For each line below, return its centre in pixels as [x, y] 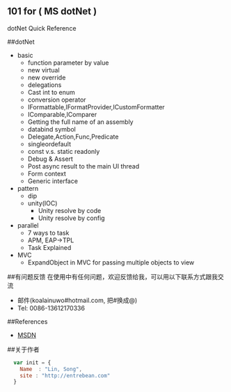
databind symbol [52, 129]
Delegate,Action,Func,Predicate [73, 136]
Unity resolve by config [72, 218]
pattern [28, 188]
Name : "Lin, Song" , [51, 369]
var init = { [32, 362]
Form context [47, 173]
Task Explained [49, 247]
